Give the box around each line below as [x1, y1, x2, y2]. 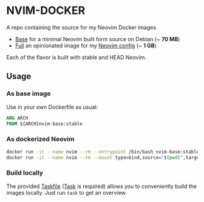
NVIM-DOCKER [6, 4, 86, 18]
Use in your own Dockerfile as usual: [6, 103, 98, 110]
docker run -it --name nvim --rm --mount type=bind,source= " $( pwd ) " [6, 154, 183, 161]
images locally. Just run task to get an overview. [6, 189, 127, 196]
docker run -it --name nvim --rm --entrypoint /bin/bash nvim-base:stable [6, 149, 200, 155]
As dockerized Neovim [6, 135, 75, 143]
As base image [6, 89, 51, 98]
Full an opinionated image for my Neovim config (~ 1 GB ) [15, 42, 157, 49]
